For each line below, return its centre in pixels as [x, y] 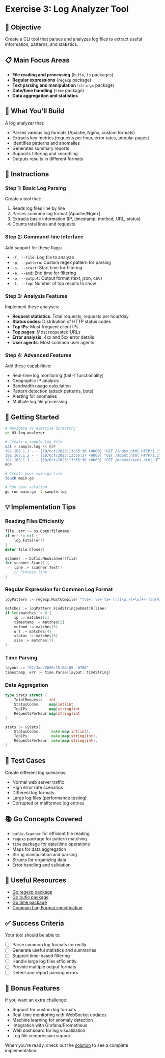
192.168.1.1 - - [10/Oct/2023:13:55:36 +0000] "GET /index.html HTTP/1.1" [83, 451]
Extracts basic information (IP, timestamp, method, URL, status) [76, 219]
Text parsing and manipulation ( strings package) [63, 85]
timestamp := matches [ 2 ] [39, 622]
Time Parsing [21, 657]
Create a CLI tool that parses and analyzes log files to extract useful [74, 39]
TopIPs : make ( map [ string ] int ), [56, 736]
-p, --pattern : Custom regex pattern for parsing [62, 262]
